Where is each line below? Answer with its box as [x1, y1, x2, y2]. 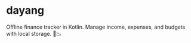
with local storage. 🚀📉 [6, 30, 62, 37]
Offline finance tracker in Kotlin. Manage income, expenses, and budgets [6, 23, 186, 30]
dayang [6, 4, 45, 17]
